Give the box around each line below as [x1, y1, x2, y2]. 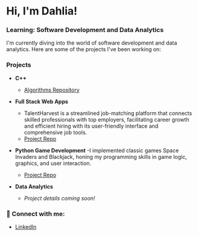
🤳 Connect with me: [6, 210, 65, 218]
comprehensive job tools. [24, 128, 88, 136]
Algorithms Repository [24, 86, 80, 93]
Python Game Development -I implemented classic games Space [14, 146, 179, 154]
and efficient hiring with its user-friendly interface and [24, 122, 159, 129]
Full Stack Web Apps [14, 98, 68, 105]
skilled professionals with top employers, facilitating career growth [24, 116, 190, 123]
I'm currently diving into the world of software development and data [6, 39, 177, 46]
